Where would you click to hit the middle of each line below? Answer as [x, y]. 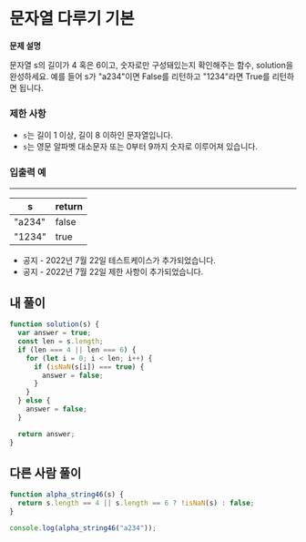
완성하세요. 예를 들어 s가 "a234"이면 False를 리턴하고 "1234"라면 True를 [140, 76]
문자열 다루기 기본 [72, 19]
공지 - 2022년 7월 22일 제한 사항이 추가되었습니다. [113, 271]
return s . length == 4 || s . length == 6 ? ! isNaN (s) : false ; [136, 503]
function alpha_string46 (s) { [67, 495]
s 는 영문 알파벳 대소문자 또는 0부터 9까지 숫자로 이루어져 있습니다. [140, 147]
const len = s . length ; [61, 342]
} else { [34, 401]
